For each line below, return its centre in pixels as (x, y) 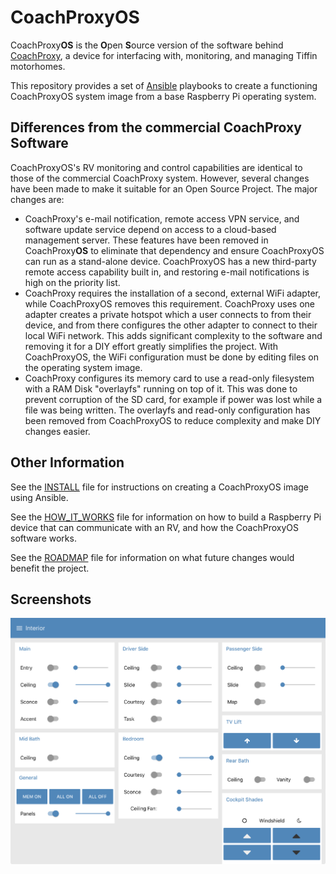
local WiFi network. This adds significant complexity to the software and (173, 335)
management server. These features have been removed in (146, 240)
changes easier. (57, 431)
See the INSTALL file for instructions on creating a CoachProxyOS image (160, 487)
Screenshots (51, 599)
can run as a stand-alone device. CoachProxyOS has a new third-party (170, 261)
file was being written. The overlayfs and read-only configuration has (167, 410)
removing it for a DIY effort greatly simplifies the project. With (151, 346)
